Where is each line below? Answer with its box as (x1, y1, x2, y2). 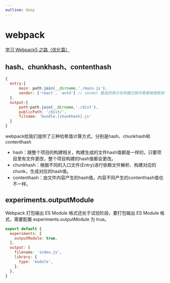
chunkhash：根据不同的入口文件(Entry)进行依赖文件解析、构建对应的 (12, 162, 156, 168)
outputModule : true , (14, 235, 58, 241)
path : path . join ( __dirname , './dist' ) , (18, 105, 99, 110)
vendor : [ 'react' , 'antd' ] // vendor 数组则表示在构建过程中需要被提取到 (18, 90, 164, 96)
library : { (14, 255, 37, 260)
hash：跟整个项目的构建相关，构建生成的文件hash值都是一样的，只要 (12, 150, 157, 155)
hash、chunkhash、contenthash (5, 63, 112, 71)
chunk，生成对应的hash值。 (12, 168, 72, 174)
